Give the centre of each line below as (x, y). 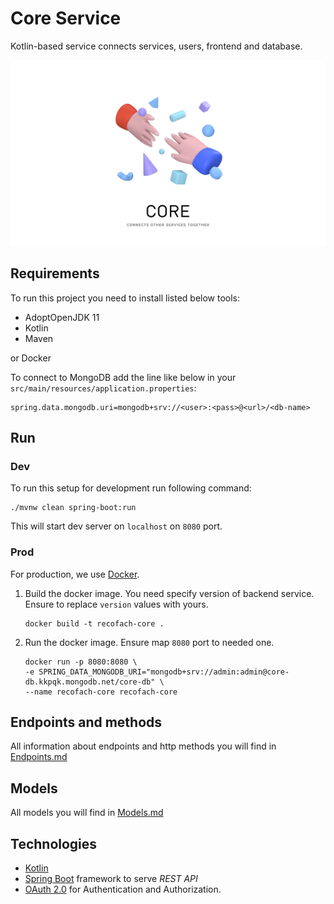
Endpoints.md (39, 757)
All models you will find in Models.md (87, 813)
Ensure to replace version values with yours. (116, 604)
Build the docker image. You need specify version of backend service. (169, 593)
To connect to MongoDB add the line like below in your (123, 377)
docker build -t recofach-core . (94, 623)
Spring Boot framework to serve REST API (111, 878)
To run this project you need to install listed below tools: (125, 298)
